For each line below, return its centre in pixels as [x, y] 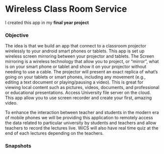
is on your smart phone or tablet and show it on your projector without [76, 66]
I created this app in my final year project [47, 22]
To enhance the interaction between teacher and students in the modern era [82, 112]
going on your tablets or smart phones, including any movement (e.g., [75, 77]
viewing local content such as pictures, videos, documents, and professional [82, 88]
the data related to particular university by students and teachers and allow [81, 123]
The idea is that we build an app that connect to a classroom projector [76, 46]
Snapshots [18, 146]
